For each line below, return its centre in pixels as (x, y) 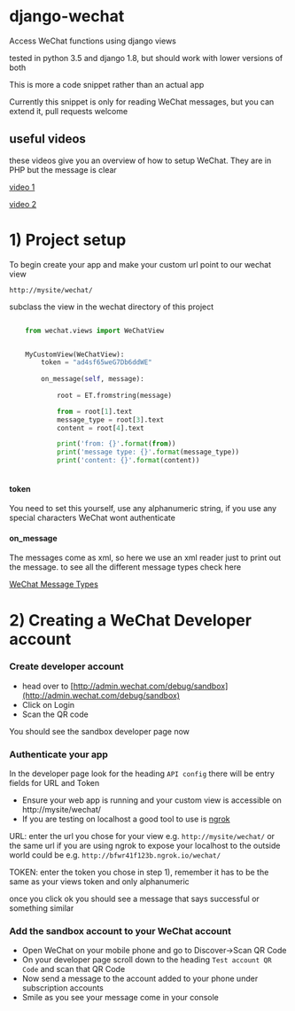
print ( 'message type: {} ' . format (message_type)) (148, 452)
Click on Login (48, 704)
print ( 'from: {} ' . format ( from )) (116, 444)
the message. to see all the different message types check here (125, 567)
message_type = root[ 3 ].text (110, 420)
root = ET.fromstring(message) (114, 395)
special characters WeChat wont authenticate (92, 518)
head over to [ (47, 686)
